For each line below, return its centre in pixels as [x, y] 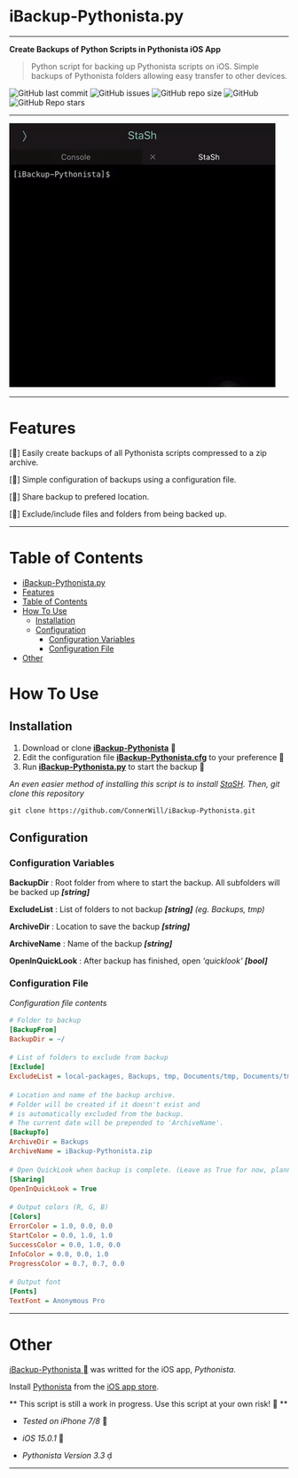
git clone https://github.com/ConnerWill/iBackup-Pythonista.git [132, 810]
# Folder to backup [45, 1020]
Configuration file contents [58, 1002]
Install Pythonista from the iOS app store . [84, 1387]
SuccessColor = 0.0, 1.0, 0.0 [65, 1245]
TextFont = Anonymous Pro [57, 1301]
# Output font [35, 1282]
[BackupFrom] [33, 1030]
